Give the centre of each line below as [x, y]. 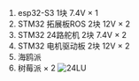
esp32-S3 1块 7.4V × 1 [58, 13]
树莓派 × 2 [36, 68]
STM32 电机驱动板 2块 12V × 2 [73, 46]
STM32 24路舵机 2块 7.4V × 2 [72, 35]
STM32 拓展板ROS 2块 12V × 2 [74, 24]
